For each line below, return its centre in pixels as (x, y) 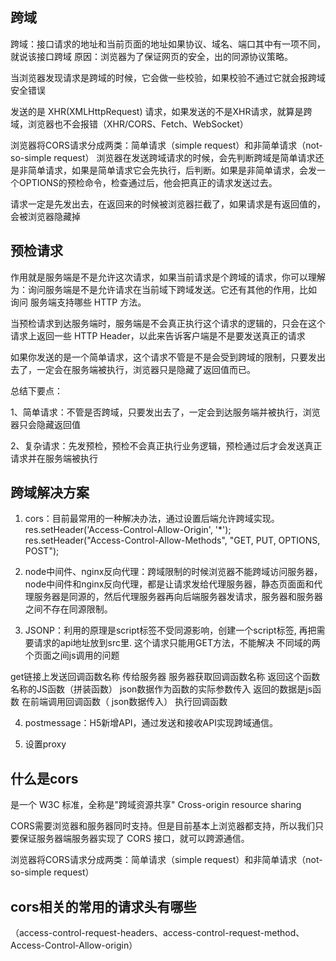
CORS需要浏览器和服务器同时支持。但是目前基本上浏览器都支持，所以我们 (162, 826)
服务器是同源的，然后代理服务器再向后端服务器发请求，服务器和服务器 (178, 597)
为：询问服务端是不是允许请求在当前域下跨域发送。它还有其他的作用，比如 (163, 289)
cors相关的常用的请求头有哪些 (103, 906)
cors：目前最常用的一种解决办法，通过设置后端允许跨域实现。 (152, 519)
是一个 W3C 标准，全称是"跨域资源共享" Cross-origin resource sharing (156, 805)
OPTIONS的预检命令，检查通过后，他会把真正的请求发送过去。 (148, 182)
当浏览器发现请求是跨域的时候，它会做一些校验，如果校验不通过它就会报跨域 (168, 77)
